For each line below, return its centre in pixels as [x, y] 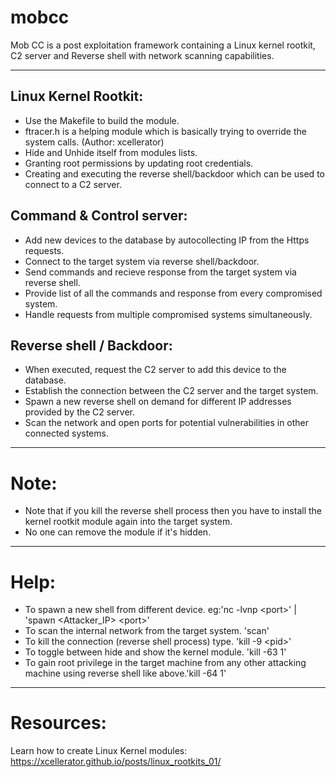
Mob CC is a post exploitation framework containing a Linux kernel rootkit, [163, 45]
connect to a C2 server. [73, 184]
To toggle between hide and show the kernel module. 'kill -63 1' [155, 652]
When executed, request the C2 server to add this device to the [155, 370]
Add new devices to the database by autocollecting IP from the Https [167, 240]
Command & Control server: [99, 216]
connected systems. [66, 433]
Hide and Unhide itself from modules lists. [111, 152]
